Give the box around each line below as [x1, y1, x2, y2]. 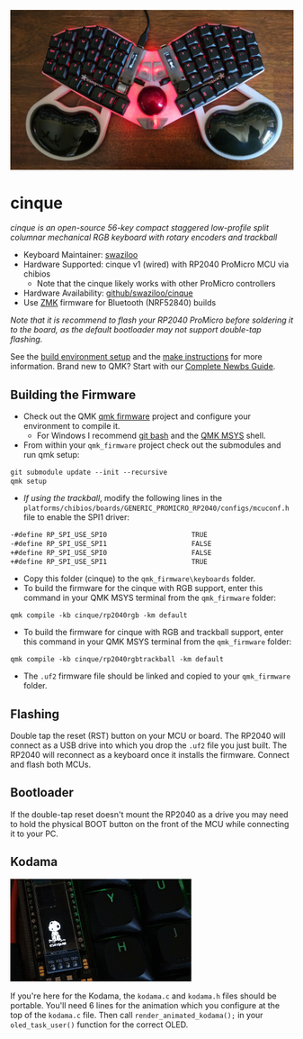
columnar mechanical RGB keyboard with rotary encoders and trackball [10, 232, 278, 243]
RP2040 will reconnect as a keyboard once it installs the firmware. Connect [10, 750, 290, 761]
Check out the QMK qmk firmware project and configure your [22, 411, 251, 422]
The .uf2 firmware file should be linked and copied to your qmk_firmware [22, 670, 291, 681]
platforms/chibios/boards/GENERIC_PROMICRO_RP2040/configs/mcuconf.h [22, 504, 290, 514]
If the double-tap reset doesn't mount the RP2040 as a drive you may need [10, 808, 289, 820]
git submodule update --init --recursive [10, 468, 168, 478]
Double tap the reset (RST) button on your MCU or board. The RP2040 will [10, 731, 286, 742]
